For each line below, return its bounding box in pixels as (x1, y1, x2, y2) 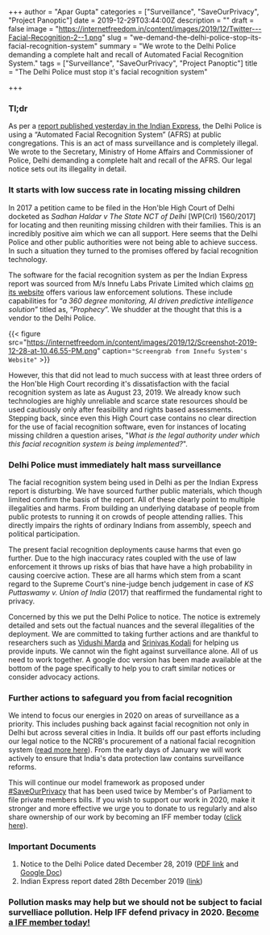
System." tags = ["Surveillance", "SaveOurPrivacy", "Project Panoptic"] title (8, 58, 258, 68)
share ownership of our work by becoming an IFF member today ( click (8, 812, 242, 822)
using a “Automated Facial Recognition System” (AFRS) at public (8, 129, 222, 140)
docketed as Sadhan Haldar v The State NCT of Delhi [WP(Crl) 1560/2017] (8, 211, 256, 221)
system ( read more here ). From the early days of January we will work (8, 745, 242, 755)
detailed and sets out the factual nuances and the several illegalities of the (8, 620, 255, 630)
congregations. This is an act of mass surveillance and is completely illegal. (8, 138, 259, 148)
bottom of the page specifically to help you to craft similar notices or (8, 663, 236, 673)
